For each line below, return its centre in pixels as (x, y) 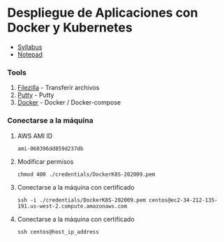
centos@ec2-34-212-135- (183, 200)
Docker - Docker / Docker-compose (69, 103)
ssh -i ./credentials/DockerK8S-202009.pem (82, 200)
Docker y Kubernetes (70, 28)
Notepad (30, 54)
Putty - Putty (36, 95)
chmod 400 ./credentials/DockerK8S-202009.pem (86, 174)
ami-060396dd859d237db (50, 149)
